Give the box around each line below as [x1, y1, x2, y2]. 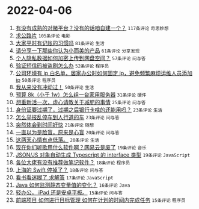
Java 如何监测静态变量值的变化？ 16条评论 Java [15, 181, 130, 189]
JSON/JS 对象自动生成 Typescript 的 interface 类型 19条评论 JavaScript [15, 151, 191, 158]
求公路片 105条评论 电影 [15, 31, 71, 39]
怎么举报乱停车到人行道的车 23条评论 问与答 [15, 113, 120, 120]
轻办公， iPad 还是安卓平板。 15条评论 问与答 [15, 189, 123, 196]
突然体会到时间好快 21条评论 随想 [15, 121, 94, 128]
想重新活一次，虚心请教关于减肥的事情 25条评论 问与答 [15, 98, 146, 105]
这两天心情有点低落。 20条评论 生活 [15, 136, 100, 143]
